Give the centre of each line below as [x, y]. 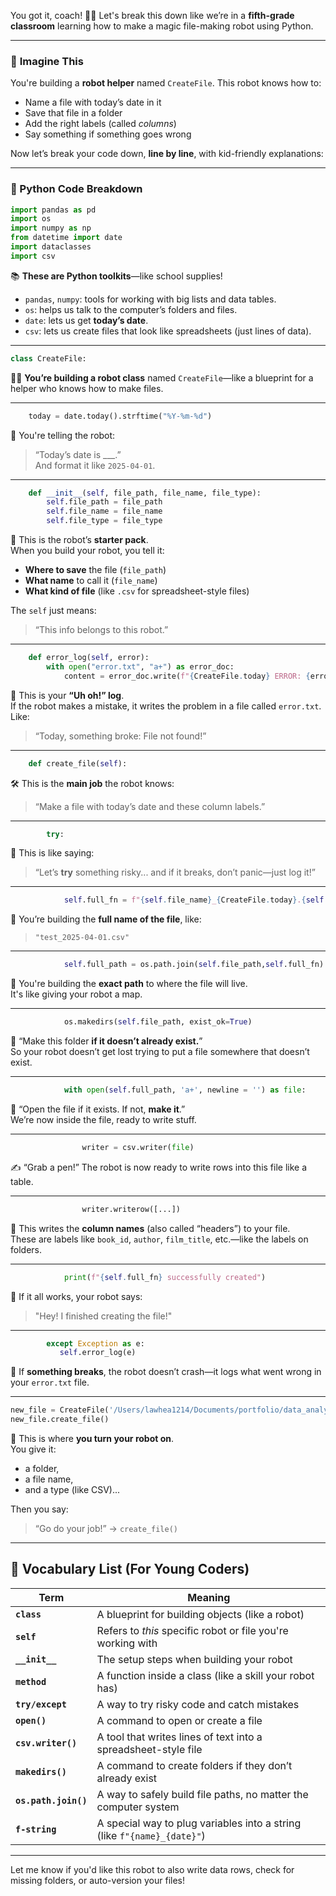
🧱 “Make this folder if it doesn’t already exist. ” [106, 1041]
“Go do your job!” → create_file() [106, 1529]
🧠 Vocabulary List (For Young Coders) [130, 1569]
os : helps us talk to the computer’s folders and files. [131, 309]
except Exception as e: [95, 1343]
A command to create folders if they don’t [194, 1765]
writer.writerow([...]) [131, 1209]
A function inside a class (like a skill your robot [205, 1675]
